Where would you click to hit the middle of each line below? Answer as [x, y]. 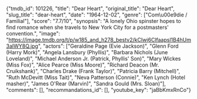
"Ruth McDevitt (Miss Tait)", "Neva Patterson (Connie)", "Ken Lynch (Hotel [96, 77]
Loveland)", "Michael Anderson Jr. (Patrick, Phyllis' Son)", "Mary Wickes [94, 59]
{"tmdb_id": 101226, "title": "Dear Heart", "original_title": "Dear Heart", [90, 9]
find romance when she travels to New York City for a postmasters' [88, 27]
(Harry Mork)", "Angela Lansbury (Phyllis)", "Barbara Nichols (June [87, 52]
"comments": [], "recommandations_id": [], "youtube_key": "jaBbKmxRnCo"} [98, 90]
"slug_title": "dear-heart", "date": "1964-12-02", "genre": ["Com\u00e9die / [97, 15]
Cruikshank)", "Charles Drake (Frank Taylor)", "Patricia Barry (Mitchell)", [93, 71]
